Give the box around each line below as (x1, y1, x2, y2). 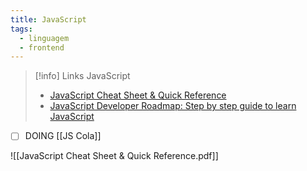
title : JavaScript (10, 14, 87, 25)
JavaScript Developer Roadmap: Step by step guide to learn (49, 100, 297, 112)
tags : (10, 24, 33, 34)
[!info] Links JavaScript (34, 70, 131, 82)
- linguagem (19, 33, 70, 43)
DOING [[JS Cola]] (24, 130, 102, 142)
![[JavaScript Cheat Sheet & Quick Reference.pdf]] (10, 150, 219, 162)
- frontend (19, 42, 65, 53)
